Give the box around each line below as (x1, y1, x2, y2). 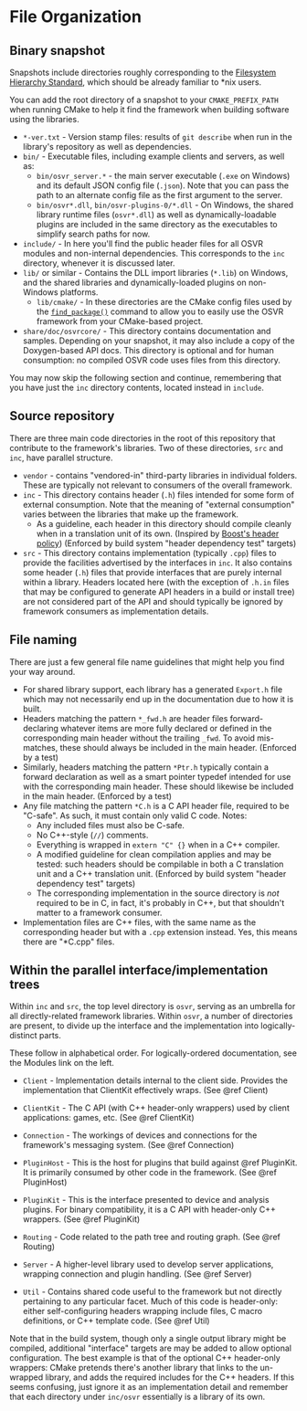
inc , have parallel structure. (9, 452, 113, 463)
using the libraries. (9, 114, 79, 124)
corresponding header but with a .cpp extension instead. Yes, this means (22, 926, 298, 937)
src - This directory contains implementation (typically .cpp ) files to (22, 547, 277, 558)
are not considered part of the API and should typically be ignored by (22, 595, 283, 606)
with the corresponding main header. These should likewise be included (22, 781, 294, 792)
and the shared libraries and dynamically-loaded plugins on (22, 277, 247, 288)
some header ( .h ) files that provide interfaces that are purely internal (22, 566, 282, 577)
